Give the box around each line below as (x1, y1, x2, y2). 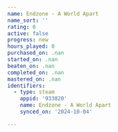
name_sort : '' (7, 17, 49, 24)
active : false (7, 29, 49, 37)
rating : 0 (7, 23, 37, 30)
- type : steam (13, 88, 55, 95)
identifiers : (7, 82, 46, 89)
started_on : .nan (7, 56, 58, 63)
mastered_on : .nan (7, 75, 61, 83)
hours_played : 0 (7, 43, 55, 50)
